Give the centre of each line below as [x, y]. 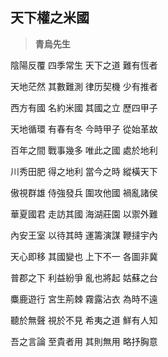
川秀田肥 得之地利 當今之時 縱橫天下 [84, 171]
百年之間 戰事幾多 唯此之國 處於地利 [84, 150]
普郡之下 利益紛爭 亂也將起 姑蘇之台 [84, 277]
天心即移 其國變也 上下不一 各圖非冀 [84, 256]
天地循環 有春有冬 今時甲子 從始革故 [84, 129]
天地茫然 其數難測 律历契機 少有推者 [84, 86]
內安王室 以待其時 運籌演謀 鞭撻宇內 [84, 235]
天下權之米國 [50, 18]
